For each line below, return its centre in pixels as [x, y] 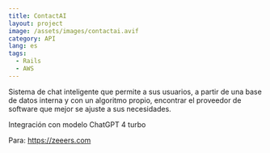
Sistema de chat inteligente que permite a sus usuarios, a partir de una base [135, 91]
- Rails [29, 62]
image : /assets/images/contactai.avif [74, 31]
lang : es [23, 46]
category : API [32, 38]
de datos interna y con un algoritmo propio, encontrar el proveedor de [125, 100]
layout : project [36, 23]
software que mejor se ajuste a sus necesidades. [90, 108]
